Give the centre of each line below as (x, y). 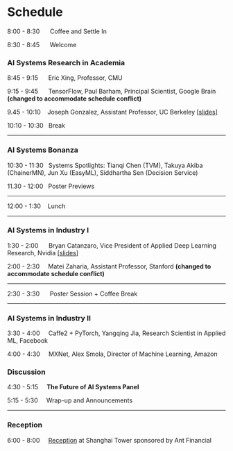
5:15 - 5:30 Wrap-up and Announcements (70, 400)
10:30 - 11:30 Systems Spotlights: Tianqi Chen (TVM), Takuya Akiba (105, 165)
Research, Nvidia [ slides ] (43, 253)
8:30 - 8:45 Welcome (42, 44)
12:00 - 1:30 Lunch (36, 206)
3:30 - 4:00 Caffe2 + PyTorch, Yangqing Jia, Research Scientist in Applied (116, 333)
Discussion (27, 372)
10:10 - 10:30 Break (36, 126)
